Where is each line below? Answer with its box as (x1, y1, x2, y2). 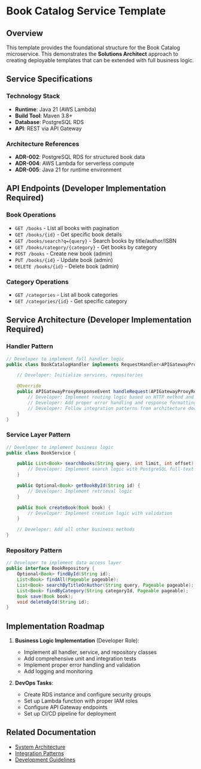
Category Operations (6, 278, 69, 286)
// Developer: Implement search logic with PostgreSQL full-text (28, 466, 194, 472)
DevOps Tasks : (14, 679, 54, 687)
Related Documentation (6, 727, 96, 738)
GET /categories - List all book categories (14, 291, 118, 298)
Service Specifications (6, 74, 93, 85)
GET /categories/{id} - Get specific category (14, 297, 127, 304)
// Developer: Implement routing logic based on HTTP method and (28, 394, 194, 400)
